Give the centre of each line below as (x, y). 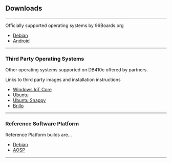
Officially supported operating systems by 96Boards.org (64, 25)
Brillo (18, 106)
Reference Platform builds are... (39, 135)
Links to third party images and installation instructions (63, 80)
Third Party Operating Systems (45, 59)
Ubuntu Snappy (29, 100)
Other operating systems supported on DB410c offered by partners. (77, 70)
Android (21, 41)
